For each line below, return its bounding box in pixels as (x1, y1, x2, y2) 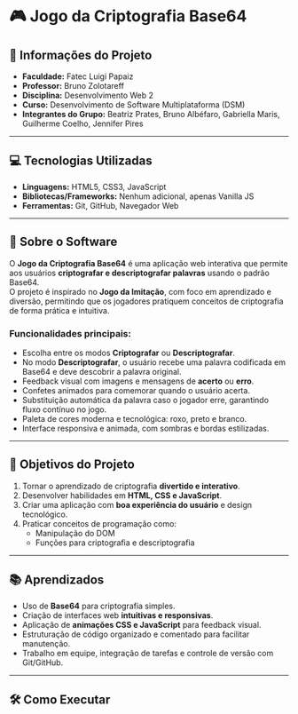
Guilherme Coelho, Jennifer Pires (21, 118, 144, 129)
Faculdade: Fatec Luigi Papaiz (21, 71, 134, 82)
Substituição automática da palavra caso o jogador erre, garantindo (21, 394, 269, 405)
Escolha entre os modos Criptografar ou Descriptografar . (21, 347, 235, 358)
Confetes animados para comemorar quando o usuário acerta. (21, 385, 251, 395)
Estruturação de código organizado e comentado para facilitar (21, 629, 250, 639)
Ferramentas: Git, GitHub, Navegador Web (21, 200, 179, 210)
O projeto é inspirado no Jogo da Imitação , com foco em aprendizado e (9, 286, 272, 297)
